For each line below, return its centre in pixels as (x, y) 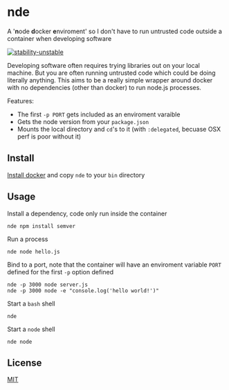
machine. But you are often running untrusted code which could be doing (111, 73)
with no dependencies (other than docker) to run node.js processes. (104, 87)
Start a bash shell (31, 303)
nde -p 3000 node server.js (48, 285)
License (25, 363)
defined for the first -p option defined (61, 272)
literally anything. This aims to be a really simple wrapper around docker (110, 80)
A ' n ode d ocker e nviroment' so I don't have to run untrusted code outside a (115, 31)
